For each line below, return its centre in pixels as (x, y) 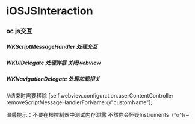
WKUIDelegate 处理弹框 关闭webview (54, 63)
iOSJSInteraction (50, 11)
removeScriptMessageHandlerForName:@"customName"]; (79, 102)
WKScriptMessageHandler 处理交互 (52, 46)
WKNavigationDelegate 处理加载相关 (53, 79)
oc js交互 (20, 31)
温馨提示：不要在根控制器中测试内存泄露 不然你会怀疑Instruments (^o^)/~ (98, 114)
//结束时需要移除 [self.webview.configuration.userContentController (90, 95)
